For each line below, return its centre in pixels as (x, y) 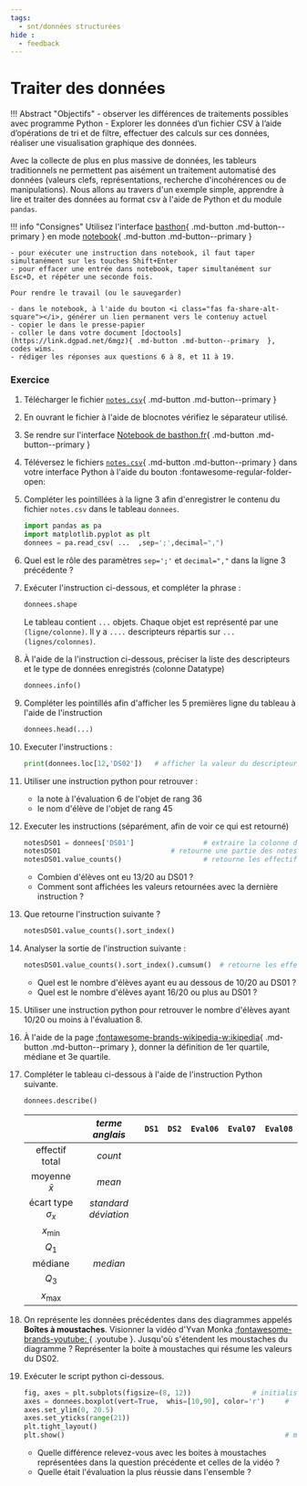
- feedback (39, 43)
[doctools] (161, 333)
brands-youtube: (55, 1339)
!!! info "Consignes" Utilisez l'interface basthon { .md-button (122, 227)
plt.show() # (156, 1435)
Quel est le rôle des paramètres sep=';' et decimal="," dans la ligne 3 (154, 560)
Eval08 (279, 1129)
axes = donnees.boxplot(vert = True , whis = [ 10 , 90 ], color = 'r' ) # (156, 1401)
